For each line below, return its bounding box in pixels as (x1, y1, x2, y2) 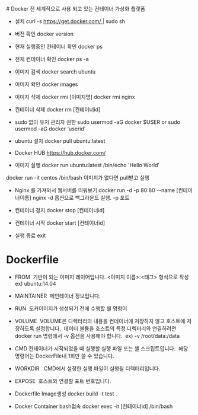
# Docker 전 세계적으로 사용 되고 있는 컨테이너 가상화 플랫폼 (6, 5, 145, 12)
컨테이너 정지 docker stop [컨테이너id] (14, 207, 105, 213)
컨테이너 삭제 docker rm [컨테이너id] (14, 106, 101, 113)
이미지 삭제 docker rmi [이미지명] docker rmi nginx (14, 94, 135, 100)
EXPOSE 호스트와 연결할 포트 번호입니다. (14, 377, 111, 384)
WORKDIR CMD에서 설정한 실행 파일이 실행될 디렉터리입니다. (14, 365, 161, 372)
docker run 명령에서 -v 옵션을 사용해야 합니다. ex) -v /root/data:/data (14, 332, 180, 339)
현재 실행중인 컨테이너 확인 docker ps (14, 43, 103, 50)
